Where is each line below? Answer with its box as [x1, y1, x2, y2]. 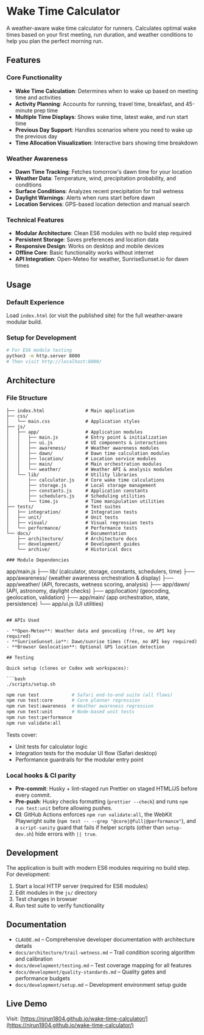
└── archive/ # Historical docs [17, 546, 132, 552]
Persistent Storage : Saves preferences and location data [15, 236, 159, 243]
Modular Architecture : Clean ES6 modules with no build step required [15, 230, 192, 237]
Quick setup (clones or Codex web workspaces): [6, 665, 130, 671]
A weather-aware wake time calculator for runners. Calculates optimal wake [6, 24, 197, 32]
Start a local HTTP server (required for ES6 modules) [15, 882, 148, 889]
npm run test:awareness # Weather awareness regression [6, 703, 154, 710]
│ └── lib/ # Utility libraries [6, 471, 138, 478]
